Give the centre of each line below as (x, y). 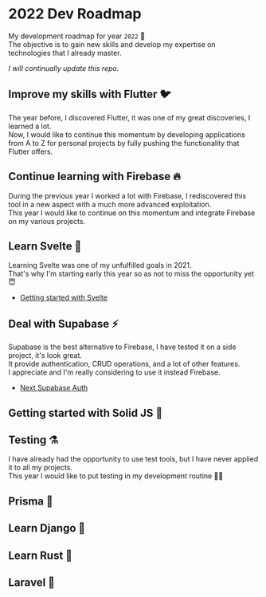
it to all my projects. (41, 468)
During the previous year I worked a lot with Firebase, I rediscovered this (127, 195)
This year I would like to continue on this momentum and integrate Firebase (132, 213)
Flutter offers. (31, 151)
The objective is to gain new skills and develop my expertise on (112, 44)
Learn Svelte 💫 (45, 246)
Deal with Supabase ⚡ (64, 324)
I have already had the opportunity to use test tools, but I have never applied (133, 459)
